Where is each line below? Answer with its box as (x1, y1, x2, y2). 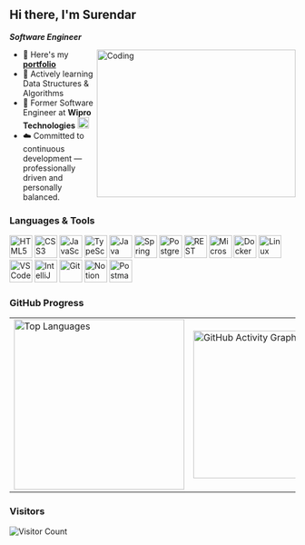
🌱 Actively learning (22, 68, 93, 79)
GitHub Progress (9, 297, 84, 310)
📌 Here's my (22, 49, 69, 60)
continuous (22, 143, 65, 154)
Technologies (22, 120, 75, 131)
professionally (22, 163, 76, 173)
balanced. (22, 191, 61, 203)
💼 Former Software (22, 97, 93, 108)
